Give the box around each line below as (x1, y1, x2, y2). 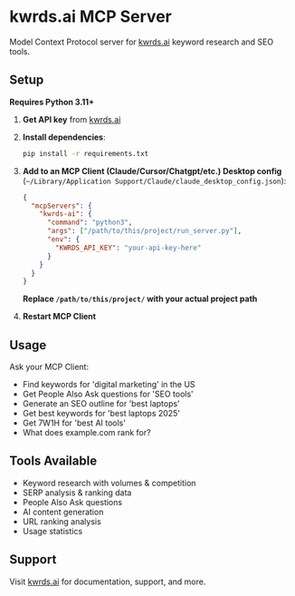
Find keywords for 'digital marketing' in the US (22, 379, 196, 390)
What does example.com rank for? (22, 427, 151, 438)
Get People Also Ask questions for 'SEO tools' (22, 388, 195, 400)
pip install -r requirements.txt (22, 149, 149, 158)
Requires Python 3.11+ (9, 96, 95, 107)
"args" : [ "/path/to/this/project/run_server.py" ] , (46, 227, 243, 236)
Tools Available (9, 454, 98, 469)
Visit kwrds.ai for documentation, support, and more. (9, 576, 206, 587)
